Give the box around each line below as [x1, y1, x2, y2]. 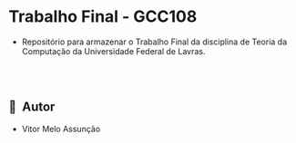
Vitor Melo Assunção [21, 123, 101, 134]
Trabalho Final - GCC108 [8, 6, 198, 27]
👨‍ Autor [8, 100, 56, 115]
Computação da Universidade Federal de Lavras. [21, 45, 206, 56]
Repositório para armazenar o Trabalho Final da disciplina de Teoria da [21, 36, 288, 47]
